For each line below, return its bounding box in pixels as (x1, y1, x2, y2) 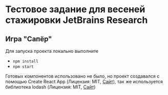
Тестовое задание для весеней (5, 4, 145, 15)
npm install (12, 59, 38, 64)
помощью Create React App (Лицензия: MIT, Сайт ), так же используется (5, 79, 163, 84)
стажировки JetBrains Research (5, 14, 148, 26)
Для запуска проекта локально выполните (5, 48, 99, 54)
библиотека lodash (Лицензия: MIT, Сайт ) (5, 84, 96, 90)
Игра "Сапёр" (5, 35, 52, 43)
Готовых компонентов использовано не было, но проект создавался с (5, 73, 160, 79)
